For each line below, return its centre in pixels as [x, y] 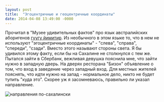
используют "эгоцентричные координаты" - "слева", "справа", [71, 43]
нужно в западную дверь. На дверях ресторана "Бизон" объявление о [79, 64]
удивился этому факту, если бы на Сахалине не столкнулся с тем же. [78, 53]
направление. [20, 85]
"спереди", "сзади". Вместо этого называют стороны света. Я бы [73, 48]
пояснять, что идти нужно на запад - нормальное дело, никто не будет [80, 75]
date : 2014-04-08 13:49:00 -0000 [39, 19]
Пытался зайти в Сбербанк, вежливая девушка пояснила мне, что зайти [81, 59]
